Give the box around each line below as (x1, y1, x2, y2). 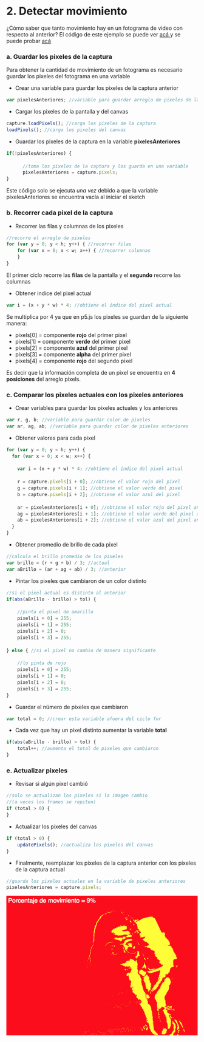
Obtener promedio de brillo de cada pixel (15, 541, 118, 548)
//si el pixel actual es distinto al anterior (6, 590, 126, 596)
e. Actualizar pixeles (6, 766, 68, 775)
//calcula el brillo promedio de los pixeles (6, 554, 123, 560)
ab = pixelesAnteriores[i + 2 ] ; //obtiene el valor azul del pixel (17, 517, 191, 523)
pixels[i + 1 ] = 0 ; (17, 673, 67, 679)
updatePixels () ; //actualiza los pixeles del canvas (17, 842, 154, 848)
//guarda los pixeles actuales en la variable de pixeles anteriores (6, 878, 186, 884)
